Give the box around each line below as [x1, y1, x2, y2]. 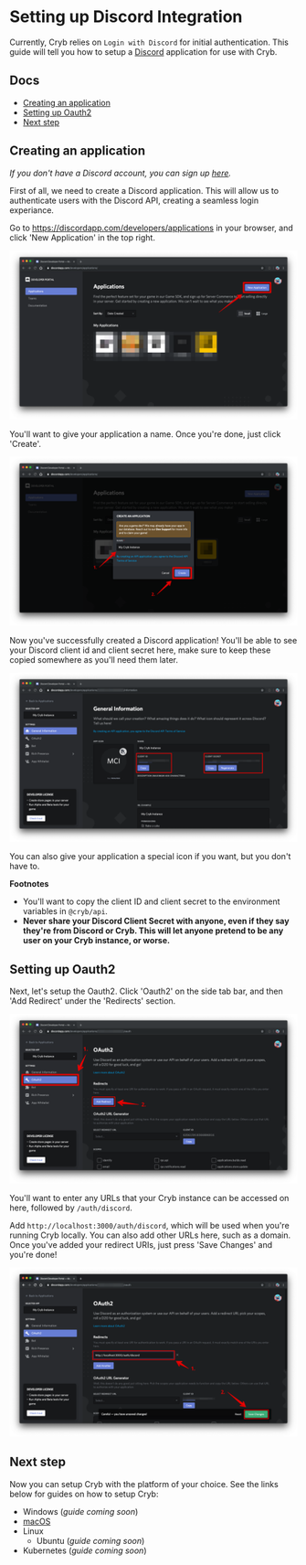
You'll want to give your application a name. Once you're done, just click [9, 428, 281, 440]
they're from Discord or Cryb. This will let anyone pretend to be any [22, 925, 284, 936]
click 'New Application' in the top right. [9, 231, 155, 243]
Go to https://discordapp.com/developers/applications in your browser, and [9, 222, 294, 233]
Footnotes [9, 878, 49, 889]
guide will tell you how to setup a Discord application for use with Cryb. [9, 46, 278, 57]
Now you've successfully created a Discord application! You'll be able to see [9, 635, 298, 646]
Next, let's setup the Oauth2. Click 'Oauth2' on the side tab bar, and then [9, 985, 283, 997]
